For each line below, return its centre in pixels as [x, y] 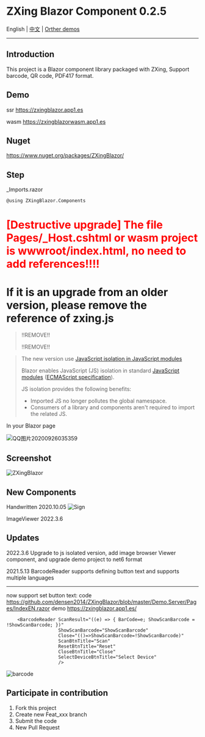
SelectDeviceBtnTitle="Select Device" [107, 657]
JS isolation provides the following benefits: [76, 389]
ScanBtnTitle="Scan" [85, 641]
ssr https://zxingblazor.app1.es [45, 110]
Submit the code [36, 720]
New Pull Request [37, 727]
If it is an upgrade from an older [87, 292]
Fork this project [36, 708]
